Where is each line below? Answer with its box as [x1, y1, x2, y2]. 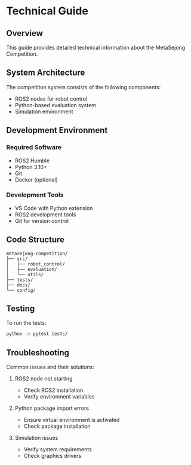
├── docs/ [6, 282, 31, 288]
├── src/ [6, 256, 28, 262]
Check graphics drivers [23, 452, 82, 460]
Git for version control [14, 217, 69, 224]
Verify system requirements [23, 446, 93, 453]
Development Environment [6, 125, 108, 135]
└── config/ [6, 287, 36, 293]
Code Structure [6, 235, 64, 245]
